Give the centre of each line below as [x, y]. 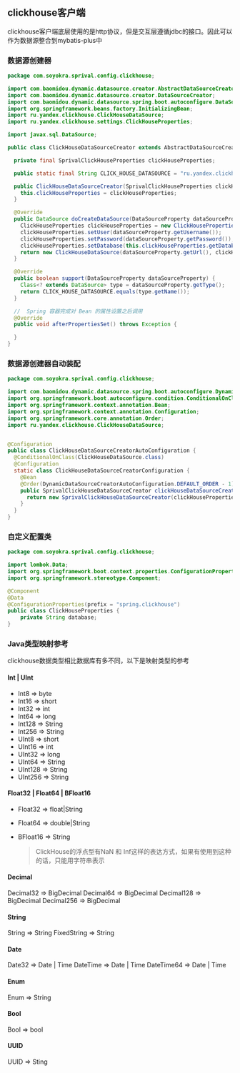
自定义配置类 [30, 536]
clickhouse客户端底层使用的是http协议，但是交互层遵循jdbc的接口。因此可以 [120, 31]
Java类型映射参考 [38, 644]
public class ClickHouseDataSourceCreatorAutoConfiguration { [102, 451]
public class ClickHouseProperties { [64, 611]
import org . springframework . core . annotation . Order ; [86, 418]
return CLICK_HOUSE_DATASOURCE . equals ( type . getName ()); [105, 291]
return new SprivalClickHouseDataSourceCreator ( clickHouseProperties [132, 497]
